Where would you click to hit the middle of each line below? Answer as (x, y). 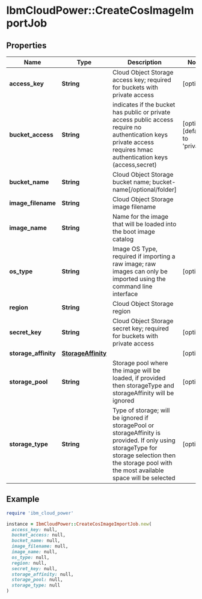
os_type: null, (31, 557)
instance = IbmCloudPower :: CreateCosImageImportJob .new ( (79, 524)
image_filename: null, (40, 546)
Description (145, 62)
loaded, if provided (139, 378)
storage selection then (144, 455)
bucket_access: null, (39, 535)
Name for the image (140, 217)
